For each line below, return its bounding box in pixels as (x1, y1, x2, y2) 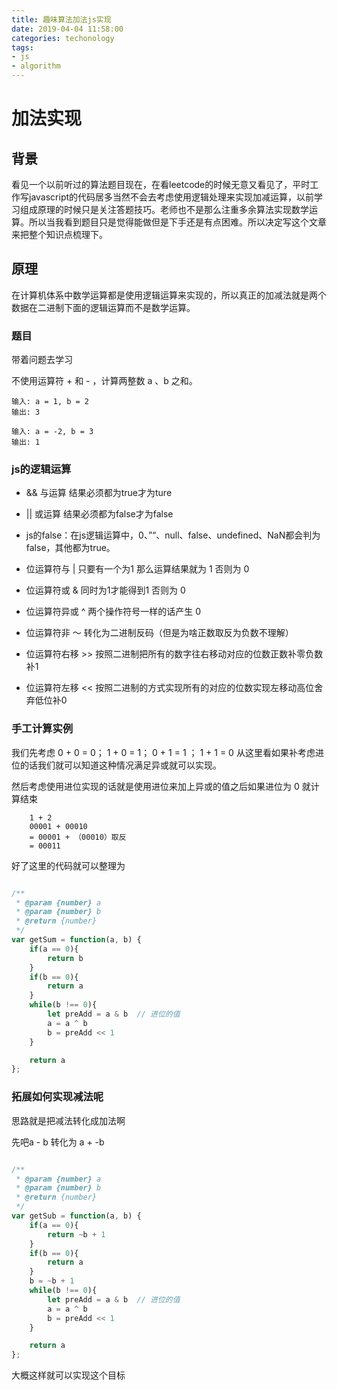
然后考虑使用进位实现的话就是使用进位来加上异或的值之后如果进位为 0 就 (11, 780, 311, 792)
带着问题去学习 (11, 354, 73, 366)
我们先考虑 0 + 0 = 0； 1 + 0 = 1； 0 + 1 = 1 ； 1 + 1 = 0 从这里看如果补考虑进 (11, 746, 324, 758)
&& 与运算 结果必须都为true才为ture (25, 487, 173, 499)
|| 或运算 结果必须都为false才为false (25, 508, 174, 520)
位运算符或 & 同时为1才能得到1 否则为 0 (25, 584, 186, 596)
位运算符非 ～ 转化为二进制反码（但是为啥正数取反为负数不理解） (25, 627, 294, 639)
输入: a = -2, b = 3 (11, 427, 94, 437)
